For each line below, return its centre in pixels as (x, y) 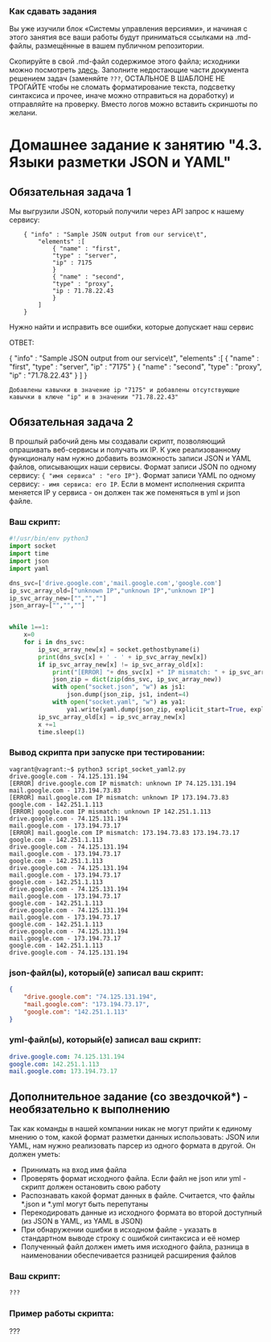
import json (29, 561)
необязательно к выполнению (90, 1109)
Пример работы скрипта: (62, 1314)
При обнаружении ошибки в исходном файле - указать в (119, 1230)
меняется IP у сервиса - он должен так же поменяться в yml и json (125, 493)
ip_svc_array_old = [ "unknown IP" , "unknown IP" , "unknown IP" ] (112, 590)
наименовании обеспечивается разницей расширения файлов (128, 1255)
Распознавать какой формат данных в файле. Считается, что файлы (138, 1195)
